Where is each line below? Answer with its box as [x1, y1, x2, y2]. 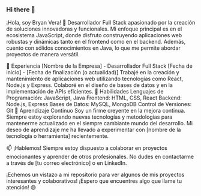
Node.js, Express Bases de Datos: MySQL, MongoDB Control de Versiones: [6, 101, 192, 108]
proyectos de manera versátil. [6, 51, 80, 58]
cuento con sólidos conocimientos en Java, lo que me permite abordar [6, 44, 181, 52]
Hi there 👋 [6, 5, 36, 14]
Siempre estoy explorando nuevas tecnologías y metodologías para [6, 113, 173, 120]
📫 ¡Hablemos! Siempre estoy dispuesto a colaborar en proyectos [6, 144, 168, 152]
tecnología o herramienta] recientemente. [6, 132, 109, 140]
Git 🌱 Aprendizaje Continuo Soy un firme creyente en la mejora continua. [6, 107, 186, 114]
